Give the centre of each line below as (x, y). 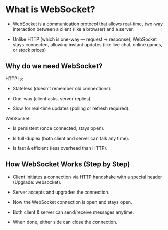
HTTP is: (15, 79)
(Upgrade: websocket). (37, 182)
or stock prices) (29, 50)
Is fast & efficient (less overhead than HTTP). (60, 148)
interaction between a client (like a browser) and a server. (73, 29)
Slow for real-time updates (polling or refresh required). (71, 108)
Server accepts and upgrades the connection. (61, 192)
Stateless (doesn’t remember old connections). (62, 88)
